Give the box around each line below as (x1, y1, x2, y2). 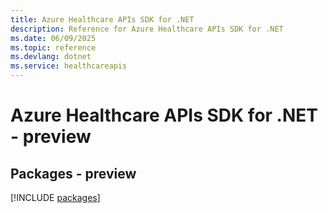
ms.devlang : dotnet (10, 52, 92, 62)
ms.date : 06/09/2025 (10, 33, 97, 43)
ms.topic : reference (10, 42, 97, 53)
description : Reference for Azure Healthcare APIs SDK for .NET (10, 24, 284, 34)
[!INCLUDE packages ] (10, 192, 101, 203)
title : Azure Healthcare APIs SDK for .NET (10, 14, 195, 25)
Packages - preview (10, 165, 137, 182)
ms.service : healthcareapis (10, 61, 128, 71)
